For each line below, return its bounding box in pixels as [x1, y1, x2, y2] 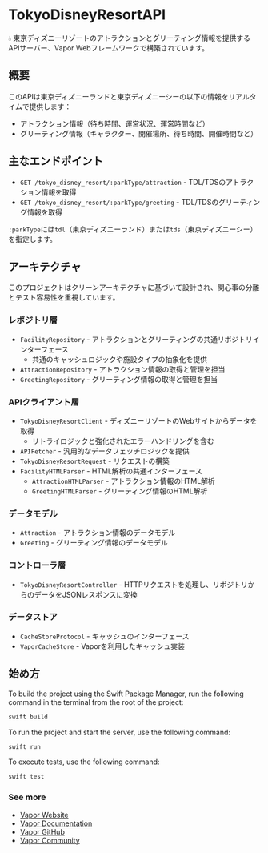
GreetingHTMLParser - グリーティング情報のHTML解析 [31, 486, 208, 496]
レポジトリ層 [8, 315, 58, 326]
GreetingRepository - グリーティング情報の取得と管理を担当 [19, 374, 218, 384]
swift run [8, 742, 42, 750]
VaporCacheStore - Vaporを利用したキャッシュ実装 [19, 641, 186, 650]
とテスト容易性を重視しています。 [8, 292, 120, 302]
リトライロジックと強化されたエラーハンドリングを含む [31, 436, 214, 445]
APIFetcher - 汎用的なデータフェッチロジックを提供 [19, 446, 190, 456]
